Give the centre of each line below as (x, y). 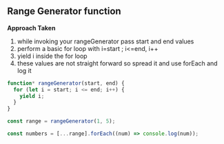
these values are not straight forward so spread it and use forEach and (118, 63)
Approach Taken (31, 28)
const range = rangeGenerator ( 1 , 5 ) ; (61, 121)
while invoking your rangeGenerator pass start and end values (105, 41)
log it (24, 70)
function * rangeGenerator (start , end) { (66, 83)
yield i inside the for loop (52, 56)
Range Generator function (64, 11)
